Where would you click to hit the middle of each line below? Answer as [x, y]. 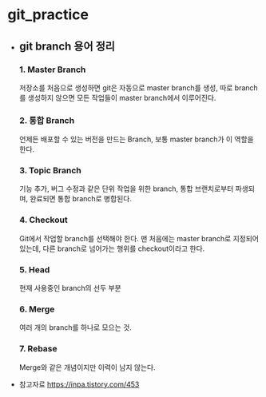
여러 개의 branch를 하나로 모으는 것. [75, 328]
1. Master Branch [52, 69]
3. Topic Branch [50, 171]
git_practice [48, 15]
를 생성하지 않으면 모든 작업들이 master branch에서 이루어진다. [117, 97]
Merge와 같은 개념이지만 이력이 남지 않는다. [87, 367]
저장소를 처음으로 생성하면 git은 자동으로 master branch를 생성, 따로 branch [139, 87]
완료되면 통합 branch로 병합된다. [81, 199]
